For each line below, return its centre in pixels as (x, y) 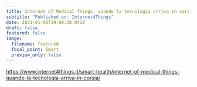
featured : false (26, 33)
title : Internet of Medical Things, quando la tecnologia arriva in (91, 11)
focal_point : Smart (35, 50)
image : (14, 39)
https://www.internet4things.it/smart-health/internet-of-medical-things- (93, 71)
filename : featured (35, 44)
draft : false (22, 28)
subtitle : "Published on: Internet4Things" (60, 17)
